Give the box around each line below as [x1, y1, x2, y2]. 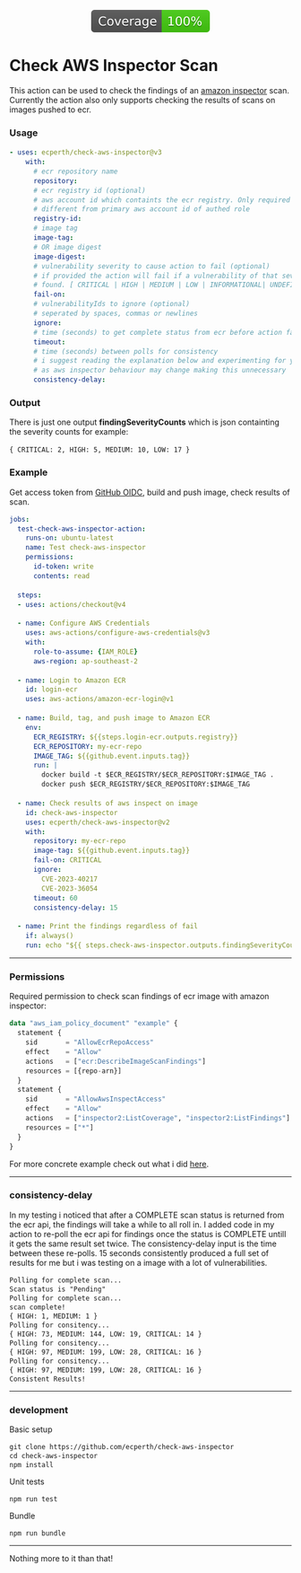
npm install [9, 1461, 54, 1470]
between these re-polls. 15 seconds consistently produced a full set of [9, 1247, 270, 1258]
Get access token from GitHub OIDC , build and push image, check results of [9, 487, 290, 497]
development [9, 1403, 69, 1416]
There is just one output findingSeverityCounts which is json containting [9, 417, 280, 427]
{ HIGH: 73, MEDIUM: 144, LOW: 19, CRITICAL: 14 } [9, 1330, 202, 1339]
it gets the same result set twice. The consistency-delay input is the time [9, 1238, 278, 1249]
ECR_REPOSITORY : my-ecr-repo [32, 742, 142, 751]
